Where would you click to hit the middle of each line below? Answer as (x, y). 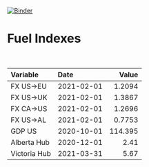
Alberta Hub (30, 142)
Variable (25, 75)
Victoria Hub (31, 153)
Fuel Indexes (44, 39)
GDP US (24, 131)
